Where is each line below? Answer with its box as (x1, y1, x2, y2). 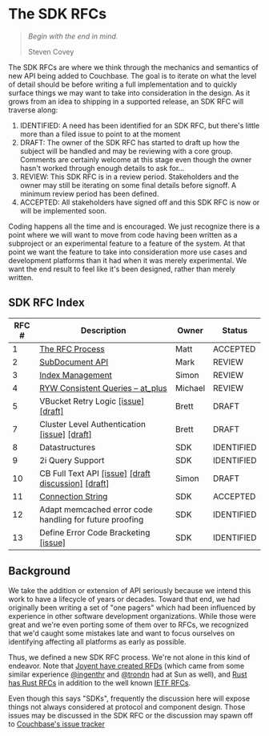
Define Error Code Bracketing (39, 527, 151, 538)
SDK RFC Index (8, 296, 86, 310)
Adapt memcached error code (39, 503, 154, 514)
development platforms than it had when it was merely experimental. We (8, 255, 247, 265)
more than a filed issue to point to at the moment (19, 129, 181, 139)
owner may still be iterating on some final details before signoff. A (19, 180, 237, 189)
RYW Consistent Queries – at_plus (39, 382, 168, 393)
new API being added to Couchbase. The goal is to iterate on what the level (8, 71, 257, 80)
